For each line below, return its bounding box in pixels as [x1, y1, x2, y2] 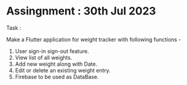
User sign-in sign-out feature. [14, 47, 89, 55]
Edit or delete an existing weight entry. [14, 66, 111, 74]
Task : [6, 24, 21, 31]
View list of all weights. [14, 54, 72, 61]
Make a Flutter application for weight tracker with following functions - [6, 36, 181, 43]
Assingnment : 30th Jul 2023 [6, 4, 156, 18]
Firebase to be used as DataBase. [14, 73, 99, 80]
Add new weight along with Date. [14, 60, 98, 68]
